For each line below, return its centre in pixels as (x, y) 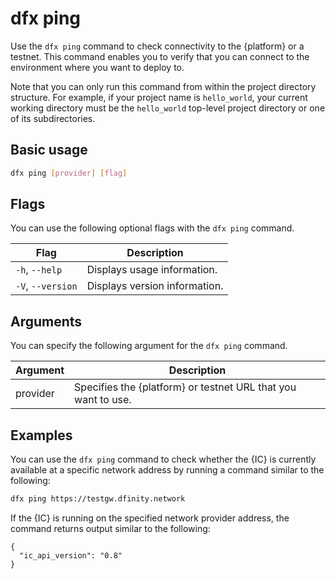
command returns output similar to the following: (110, 528)
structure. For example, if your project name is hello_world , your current (159, 97)
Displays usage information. (152, 270)
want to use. (103, 400)
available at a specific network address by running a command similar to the (167, 470)
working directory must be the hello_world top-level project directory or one (168, 108)
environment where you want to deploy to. (97, 67)
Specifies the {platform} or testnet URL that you (185, 387)
